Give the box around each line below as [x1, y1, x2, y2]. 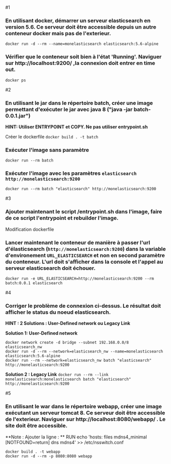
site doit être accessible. [5, 422, 68, 429]
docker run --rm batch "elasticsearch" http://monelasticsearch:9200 [5, 187, 157, 192]
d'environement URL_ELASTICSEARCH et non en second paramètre [5, 251, 165, 259]
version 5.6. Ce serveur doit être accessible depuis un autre [5, 23, 157, 30]
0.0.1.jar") [5, 112, 31, 119]
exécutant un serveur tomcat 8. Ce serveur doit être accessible [5, 409, 165, 416]
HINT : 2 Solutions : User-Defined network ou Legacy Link [5, 320, 131, 327]
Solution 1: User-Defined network [5, 330, 78, 336]
